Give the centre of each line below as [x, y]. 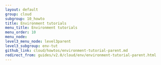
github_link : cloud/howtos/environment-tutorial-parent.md [67, 50]
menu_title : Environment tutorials [41, 28]
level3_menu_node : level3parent [38, 42]
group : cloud [18, 14]
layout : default [22, 10]
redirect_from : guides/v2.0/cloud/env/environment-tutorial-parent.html [81, 55]
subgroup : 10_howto [25, 19]
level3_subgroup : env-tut [31, 46]
